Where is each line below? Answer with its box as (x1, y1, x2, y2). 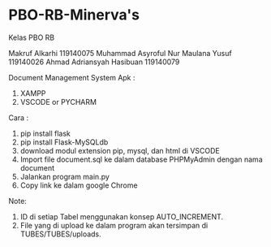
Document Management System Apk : (8, 72, 135, 82)
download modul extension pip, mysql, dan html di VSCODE (19, 145, 221, 155)
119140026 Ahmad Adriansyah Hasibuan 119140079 (8, 57, 180, 67)
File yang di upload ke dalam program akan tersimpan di (19, 220, 209, 230)
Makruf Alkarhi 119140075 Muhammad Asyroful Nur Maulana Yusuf (8, 48, 233, 58)
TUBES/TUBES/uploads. (19, 229, 101, 239)
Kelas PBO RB (8, 32, 55, 42)
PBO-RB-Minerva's (8, 6, 140, 24)
